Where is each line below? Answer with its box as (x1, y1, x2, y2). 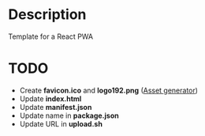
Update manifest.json (19, 102, 92, 111)
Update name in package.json (19, 111, 120, 120)
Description (8, 6, 87, 24)
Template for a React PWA (8, 32, 93, 41)
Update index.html (19, 93, 82, 104)
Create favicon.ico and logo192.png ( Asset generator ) (19, 85, 199, 95)
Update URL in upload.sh (19, 119, 102, 128)
